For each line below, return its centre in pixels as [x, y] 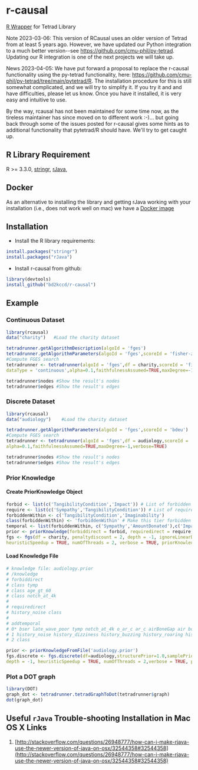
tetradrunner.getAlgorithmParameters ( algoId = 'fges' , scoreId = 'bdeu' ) [97, 430]
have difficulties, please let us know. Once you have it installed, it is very [94, 93]
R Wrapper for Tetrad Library [41, 27]
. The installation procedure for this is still [141, 81]
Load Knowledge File [32, 556]
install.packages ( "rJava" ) [39, 257]
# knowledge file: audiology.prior [50, 569]
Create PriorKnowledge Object [44, 492]
